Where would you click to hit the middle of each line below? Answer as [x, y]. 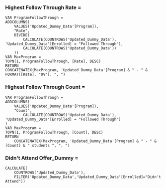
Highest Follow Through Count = [45, 87]
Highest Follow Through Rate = [43, 7]
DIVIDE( [22, 35]
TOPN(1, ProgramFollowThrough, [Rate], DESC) [53, 61]
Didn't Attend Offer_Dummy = [42, 158]
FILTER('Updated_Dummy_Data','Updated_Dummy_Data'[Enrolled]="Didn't [88, 177]
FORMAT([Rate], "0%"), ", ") [35, 75]
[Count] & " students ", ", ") [38, 145]
